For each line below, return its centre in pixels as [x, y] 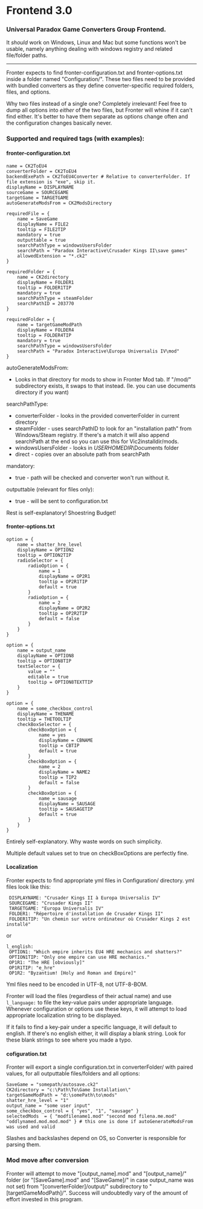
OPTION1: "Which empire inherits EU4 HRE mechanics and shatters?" [95, 952]
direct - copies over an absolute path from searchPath [82, 454]
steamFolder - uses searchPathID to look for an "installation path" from [103, 428]
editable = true [48, 677]
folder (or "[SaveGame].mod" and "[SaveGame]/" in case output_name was [100, 1180]
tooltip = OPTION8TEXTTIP [61, 682]
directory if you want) [42, 392]
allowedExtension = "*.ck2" [52, 256]
